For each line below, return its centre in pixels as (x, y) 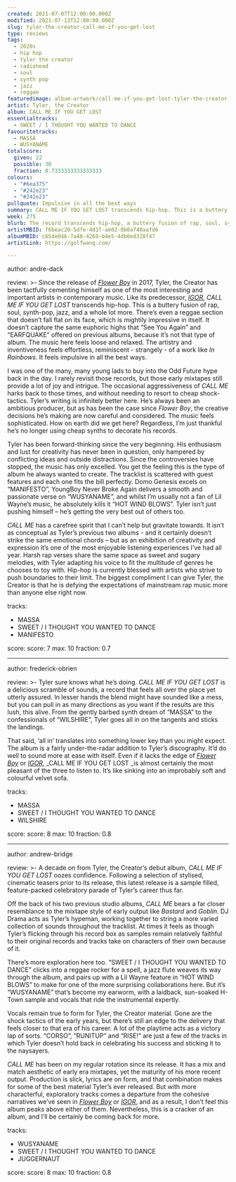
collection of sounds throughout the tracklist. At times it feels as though (111, 927)
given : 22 (28, 158)
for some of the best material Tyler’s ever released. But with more (102, 1087)
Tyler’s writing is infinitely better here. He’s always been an (115, 401)
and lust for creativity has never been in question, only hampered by (106, 452)
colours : (20, 177)
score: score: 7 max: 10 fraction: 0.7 (59, 649)
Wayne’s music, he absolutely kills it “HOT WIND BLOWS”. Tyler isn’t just (112, 504)
